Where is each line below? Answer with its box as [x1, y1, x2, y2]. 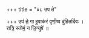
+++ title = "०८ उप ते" [6, 6, 57, 13]
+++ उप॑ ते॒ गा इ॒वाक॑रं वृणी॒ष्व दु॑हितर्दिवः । [6, 18, 84, 25]
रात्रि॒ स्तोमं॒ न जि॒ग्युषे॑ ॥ [6, 25, 49, 31]
